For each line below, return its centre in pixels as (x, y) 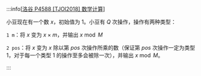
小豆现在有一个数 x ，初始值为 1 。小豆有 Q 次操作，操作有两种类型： (91, 22)
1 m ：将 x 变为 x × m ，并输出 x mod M (55, 35)
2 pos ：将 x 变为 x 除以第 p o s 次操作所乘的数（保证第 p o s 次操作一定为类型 (101, 48)
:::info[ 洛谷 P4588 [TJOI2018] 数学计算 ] (56, 9)
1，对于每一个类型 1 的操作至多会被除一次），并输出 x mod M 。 (85, 55)
